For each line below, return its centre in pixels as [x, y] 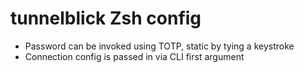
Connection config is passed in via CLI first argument [134, 56]
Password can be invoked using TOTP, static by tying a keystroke [159, 46]
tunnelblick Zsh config [106, 18]
